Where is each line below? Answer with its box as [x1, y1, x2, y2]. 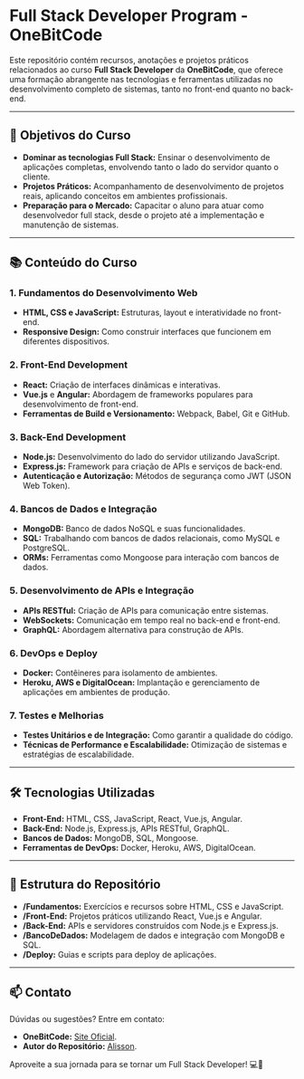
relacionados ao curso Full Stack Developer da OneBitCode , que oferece [9, 64, 283, 75]
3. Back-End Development [9, 431, 127, 444]
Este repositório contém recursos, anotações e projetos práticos [9, 54, 249, 65]
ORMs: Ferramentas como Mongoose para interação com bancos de [22, 552, 280, 563]
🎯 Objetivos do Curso [9, 128, 131, 143]
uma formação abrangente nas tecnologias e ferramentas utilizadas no [9, 73, 273, 84]
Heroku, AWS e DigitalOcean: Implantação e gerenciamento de [22, 676, 261, 688]
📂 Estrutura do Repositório [9, 877, 161, 893]
